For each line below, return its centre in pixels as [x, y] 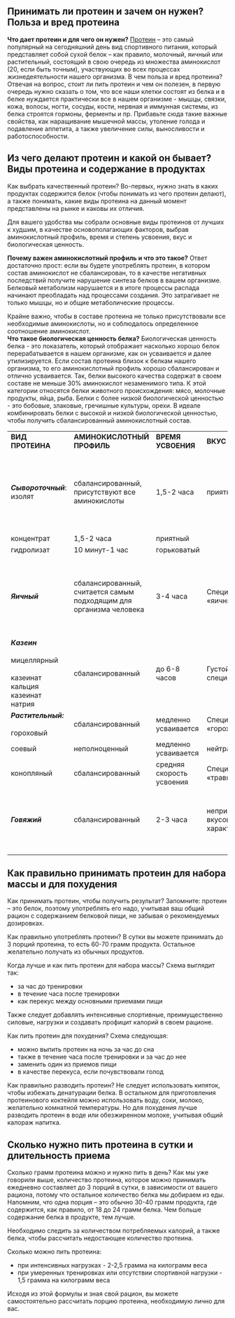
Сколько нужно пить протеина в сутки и [100, 1145]
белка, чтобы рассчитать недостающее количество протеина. [100, 1238]
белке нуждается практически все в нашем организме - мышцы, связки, [117, 99]
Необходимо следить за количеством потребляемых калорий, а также [114, 1231]
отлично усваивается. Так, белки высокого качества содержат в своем [114, 376]
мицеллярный [35, 660]
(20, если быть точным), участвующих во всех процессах [94, 69]
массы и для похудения [62, 885]
